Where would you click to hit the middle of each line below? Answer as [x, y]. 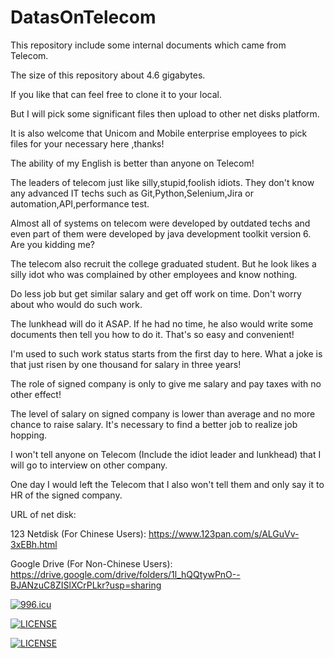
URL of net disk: [43, 514]
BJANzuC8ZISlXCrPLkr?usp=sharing [86, 585]
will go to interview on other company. [89, 465]
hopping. [29, 435]
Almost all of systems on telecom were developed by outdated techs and [160, 223]
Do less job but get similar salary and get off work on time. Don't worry [156, 293]
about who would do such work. [76, 304]
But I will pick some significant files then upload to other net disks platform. [165, 113]
